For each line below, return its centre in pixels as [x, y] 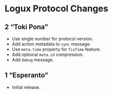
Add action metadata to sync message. [51, 44]
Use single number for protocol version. [53, 39]
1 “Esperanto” [27, 75]
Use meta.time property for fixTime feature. [56, 49]
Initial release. [26, 87]
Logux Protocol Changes [56, 9]
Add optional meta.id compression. [48, 54]
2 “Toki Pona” [26, 27]
